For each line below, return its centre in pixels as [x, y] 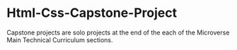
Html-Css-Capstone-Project [92, 13]
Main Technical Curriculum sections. [60, 39]
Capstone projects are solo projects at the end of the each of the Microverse [118, 32]
